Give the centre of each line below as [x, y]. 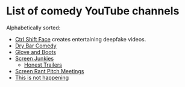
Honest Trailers [43, 65]
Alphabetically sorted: [33, 28]
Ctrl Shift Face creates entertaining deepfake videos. [80, 39]
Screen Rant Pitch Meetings [49, 71]
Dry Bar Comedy [36, 46]
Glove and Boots [35, 52]
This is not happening [42, 77]
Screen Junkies [34, 58]
